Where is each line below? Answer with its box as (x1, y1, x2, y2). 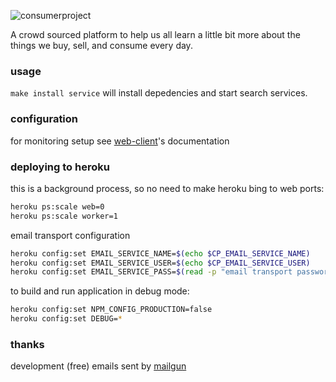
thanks (10, 337, 45, 351)
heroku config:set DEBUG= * (10, 314, 123, 324)
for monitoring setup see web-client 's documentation (10, 135, 230, 147)
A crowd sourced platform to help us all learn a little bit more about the (10, 29, 301, 40)
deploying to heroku (10, 160, 110, 174)
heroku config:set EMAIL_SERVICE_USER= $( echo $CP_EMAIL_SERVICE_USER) (10, 258, 311, 268)
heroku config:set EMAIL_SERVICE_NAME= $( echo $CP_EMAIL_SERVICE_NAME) (10, 248, 311, 259)
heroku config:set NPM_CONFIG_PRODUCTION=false (10, 305, 213, 315)
